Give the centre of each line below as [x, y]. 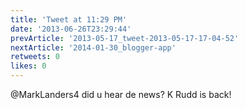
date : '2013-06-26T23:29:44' [71, 29]
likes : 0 [28, 66]
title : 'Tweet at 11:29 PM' [69, 19]
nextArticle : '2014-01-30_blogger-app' [93, 47]
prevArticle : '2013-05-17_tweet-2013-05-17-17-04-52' [125, 38]
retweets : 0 [35, 57]
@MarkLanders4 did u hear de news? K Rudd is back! [121, 94]
